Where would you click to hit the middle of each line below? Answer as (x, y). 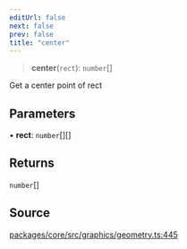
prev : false (31, 34)
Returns (32, 163)
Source (30, 213)
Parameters (42, 113)
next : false (31, 26)
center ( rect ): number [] (72, 68)
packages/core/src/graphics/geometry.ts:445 (93, 235)
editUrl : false (38, 17)
